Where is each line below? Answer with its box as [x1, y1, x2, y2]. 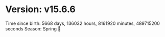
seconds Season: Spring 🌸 [5, 25, 61, 31]
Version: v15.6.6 [5, 4, 76, 15]
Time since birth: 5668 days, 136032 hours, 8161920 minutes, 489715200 [5, 20, 160, 26]
